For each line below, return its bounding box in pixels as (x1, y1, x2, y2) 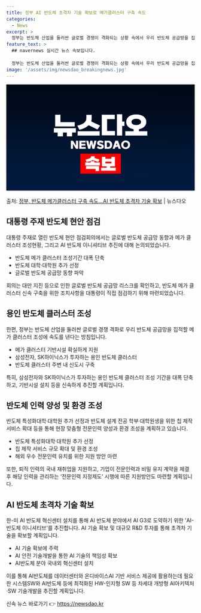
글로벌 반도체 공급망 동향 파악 (14, 269, 84, 276)
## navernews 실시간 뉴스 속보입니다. (11, 48, 96, 54)
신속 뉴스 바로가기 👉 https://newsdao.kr (6, 600, 104, 608)
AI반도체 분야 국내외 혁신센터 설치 (14, 560, 94, 567)
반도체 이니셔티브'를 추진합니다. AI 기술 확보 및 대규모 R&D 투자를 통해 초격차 (6, 524, 186, 531)
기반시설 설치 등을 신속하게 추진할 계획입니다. (19, 381, 124, 388)
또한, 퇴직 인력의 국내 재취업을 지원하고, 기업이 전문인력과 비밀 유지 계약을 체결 (6, 465, 190, 473)
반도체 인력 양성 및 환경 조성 (6, 400, 103, 411)
